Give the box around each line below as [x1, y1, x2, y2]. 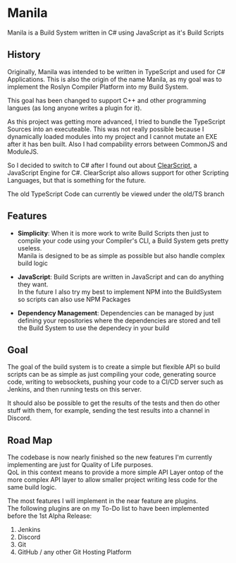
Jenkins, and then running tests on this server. [7, 385, 142, 394]
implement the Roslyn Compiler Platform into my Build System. [7, 83, 189, 91]
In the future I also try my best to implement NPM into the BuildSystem [17, 287, 222, 296]
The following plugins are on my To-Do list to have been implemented [7, 504, 209, 513]
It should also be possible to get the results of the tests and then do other [7, 399, 221, 407]
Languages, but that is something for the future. [7, 176, 147, 184]
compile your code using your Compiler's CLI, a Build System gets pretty [17, 236, 229, 245]
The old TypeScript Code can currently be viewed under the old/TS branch [7, 189, 225, 198]
